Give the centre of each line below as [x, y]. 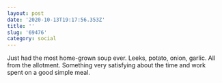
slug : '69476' [27, 32]
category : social [32, 39]
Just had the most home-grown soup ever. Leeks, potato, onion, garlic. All [111, 58]
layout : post [26, 13]
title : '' [21, 26]
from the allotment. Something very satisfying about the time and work [107, 65]
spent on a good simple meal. [49, 73]
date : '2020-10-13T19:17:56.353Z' [56, 20]
